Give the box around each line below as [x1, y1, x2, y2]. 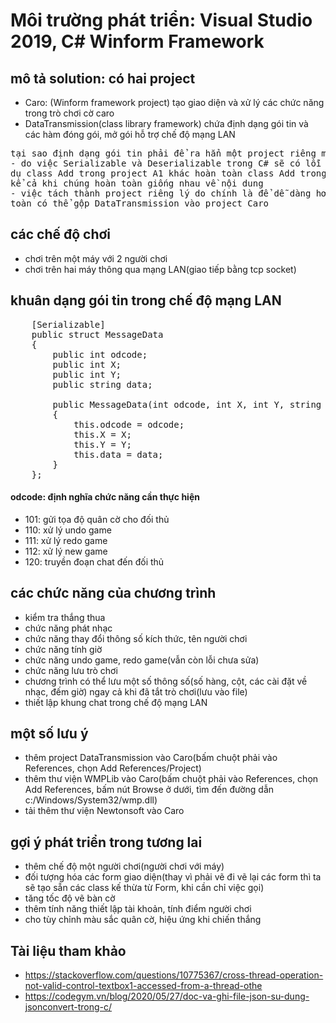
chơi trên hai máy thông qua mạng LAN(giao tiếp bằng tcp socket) [24, 263, 297, 275]
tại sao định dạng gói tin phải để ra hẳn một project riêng [10, 148, 317, 159]
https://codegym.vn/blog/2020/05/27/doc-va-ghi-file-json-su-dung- [24, 990, 310, 1003]
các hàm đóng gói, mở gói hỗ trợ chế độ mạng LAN [24, 129, 236, 140]
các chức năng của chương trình [10, 585, 217, 602]
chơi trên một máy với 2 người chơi [24, 252, 168, 264]
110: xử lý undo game [24, 524, 112, 536]
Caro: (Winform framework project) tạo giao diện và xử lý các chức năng [24, 97, 325, 108]
